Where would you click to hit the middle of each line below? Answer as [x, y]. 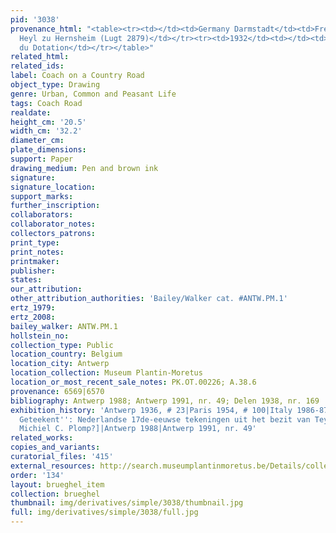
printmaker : [35, 261]
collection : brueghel [55, 494]
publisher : [33, 271]
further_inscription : [55, 206]
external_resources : [53, 466]
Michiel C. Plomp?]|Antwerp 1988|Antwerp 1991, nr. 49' [138, 429]
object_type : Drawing [55, 85]
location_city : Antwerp [60, 364]
